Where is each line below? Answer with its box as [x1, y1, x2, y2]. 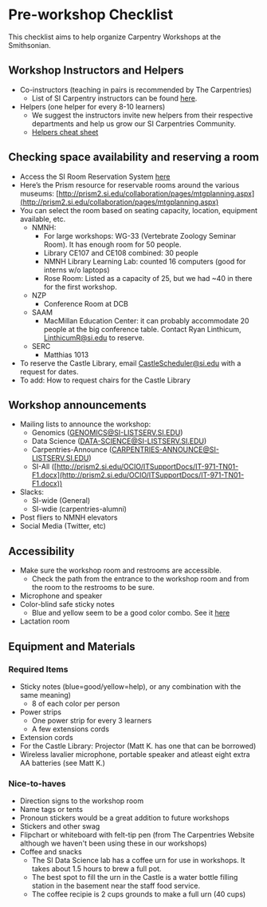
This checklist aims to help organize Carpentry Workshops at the [8, 32, 222, 42]
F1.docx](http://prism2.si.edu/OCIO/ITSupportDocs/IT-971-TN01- [31, 470, 245, 480]
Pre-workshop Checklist [8, 6, 174, 24]
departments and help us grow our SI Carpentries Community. [31, 118, 237, 129]
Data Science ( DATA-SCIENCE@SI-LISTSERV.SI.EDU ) [31, 437, 207, 446]
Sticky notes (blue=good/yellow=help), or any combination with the [19, 681, 241, 691]
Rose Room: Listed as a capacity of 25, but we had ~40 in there [43, 273, 253, 283]
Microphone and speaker [19, 591, 103, 600]
